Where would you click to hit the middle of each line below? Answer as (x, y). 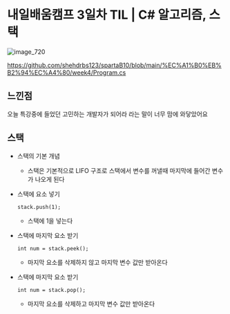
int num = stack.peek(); (53, 248)
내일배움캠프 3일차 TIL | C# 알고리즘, (107, 15)
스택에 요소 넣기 (38, 194)
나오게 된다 (50, 179)
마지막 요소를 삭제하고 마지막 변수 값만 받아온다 (91, 304)
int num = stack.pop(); (51, 290)
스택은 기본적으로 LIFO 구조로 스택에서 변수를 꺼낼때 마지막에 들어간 (119, 170)
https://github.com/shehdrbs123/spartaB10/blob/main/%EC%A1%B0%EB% (115, 65)
